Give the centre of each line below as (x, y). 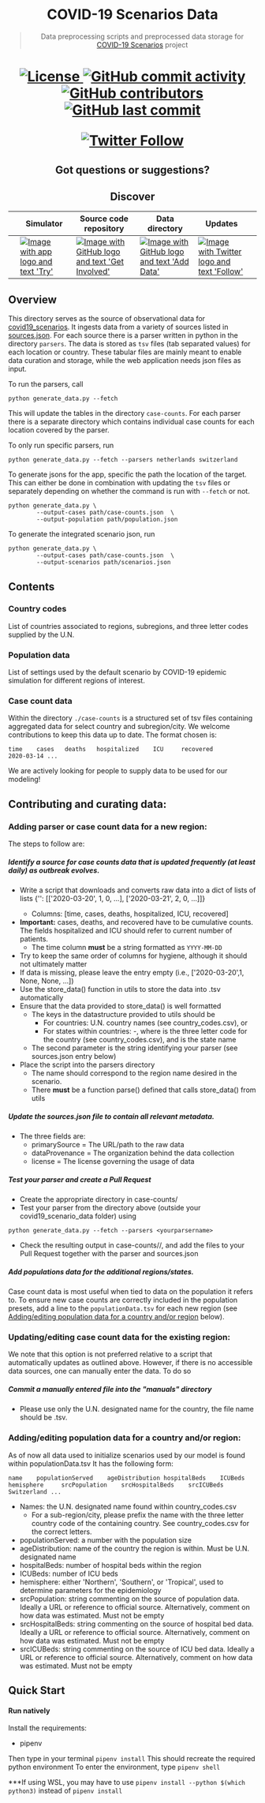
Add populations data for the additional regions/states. (101, 1271)
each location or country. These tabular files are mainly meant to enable (125, 352)
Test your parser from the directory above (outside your (110, 1208)
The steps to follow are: (47, 844)
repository (104, 229)
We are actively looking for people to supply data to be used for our (118, 771)
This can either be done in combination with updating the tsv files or (119, 483)
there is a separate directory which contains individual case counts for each (131, 422)
